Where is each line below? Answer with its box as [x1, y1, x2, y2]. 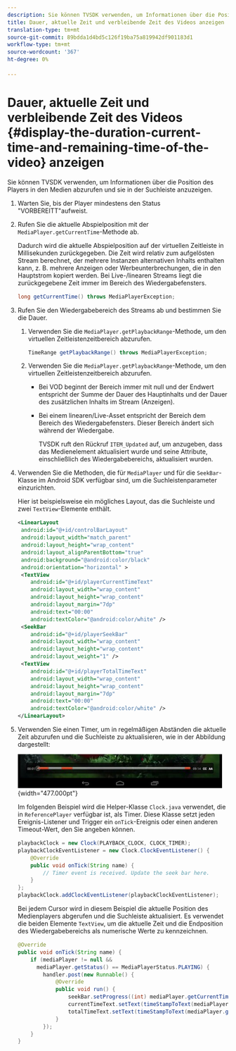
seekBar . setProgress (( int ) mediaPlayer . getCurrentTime [67, 993, 232, 1000]
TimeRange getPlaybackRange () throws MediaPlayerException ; [27, 349, 208, 356]
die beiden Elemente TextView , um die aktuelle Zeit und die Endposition [17, 919, 223, 928]
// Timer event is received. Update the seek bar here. [43, 869, 210, 876]
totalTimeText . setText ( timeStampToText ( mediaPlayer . [67, 1008, 226, 1015]
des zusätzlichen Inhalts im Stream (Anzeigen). [38, 398, 175, 406]
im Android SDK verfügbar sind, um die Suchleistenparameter [38, 476, 218, 485]
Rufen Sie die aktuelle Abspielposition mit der [17, 220, 149, 228]
